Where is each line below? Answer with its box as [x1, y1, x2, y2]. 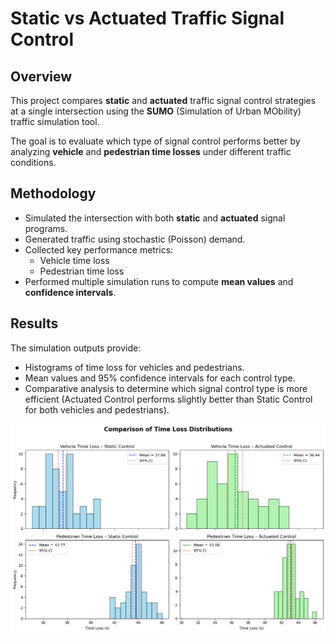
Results [10, 315, 59, 332]
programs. [24, 222, 68, 234]
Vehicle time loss [39, 254, 110, 266]
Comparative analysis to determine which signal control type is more [24, 382, 308, 394]
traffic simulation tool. [10, 116, 100, 127]
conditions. [10, 157, 57, 168]
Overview [10, 68, 73, 85]
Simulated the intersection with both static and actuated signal [24, 212, 286, 224]
